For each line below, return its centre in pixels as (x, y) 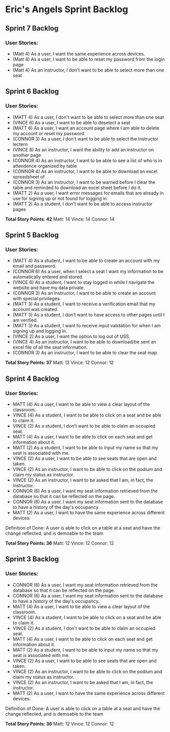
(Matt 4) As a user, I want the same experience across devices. (79, 54)
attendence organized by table (45, 166)
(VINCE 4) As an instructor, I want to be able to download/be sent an (84, 342)
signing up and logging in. (40, 331)
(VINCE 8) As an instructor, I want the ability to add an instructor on (83, 149)
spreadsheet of (29, 176)
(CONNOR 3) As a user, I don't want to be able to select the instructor (86, 139)
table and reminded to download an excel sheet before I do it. (77, 188)
